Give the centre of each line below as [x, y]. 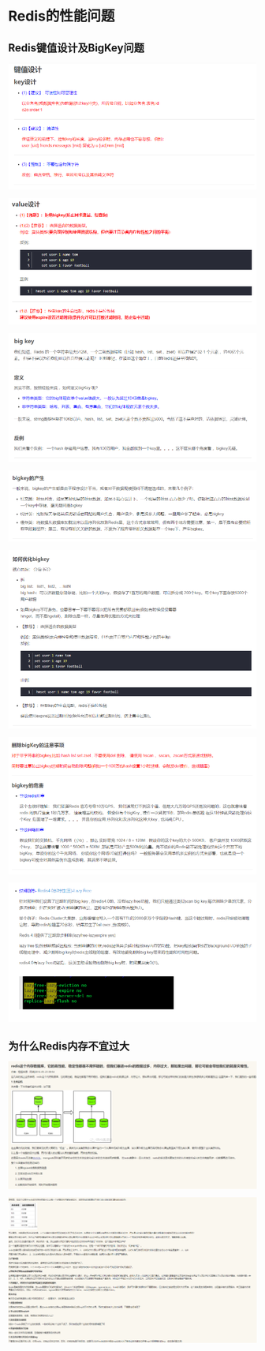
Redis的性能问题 [62, 16]
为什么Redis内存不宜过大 [69, 1046]
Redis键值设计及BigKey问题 [76, 48]
